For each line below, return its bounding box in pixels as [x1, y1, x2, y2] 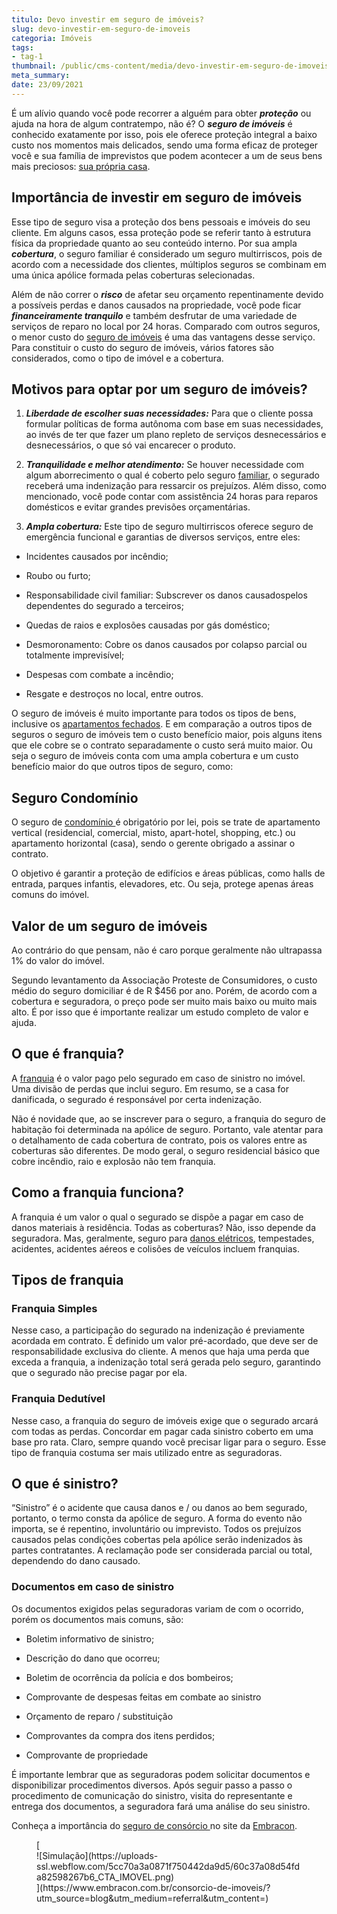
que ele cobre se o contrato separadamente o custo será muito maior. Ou [11, 739, 313, 751]
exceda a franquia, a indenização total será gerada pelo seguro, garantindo [11, 1356, 321, 1368]
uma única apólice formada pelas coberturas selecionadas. [11, 269, 256, 281]
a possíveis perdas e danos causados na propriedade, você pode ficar [11, 299, 302, 311]
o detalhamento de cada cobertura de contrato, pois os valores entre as [11, 1134, 308, 1146]
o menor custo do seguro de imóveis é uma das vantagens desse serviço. [11, 331, 316, 343]
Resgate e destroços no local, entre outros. [25, 688, 204, 700]
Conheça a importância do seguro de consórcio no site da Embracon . [11, 1819, 298, 1831]
